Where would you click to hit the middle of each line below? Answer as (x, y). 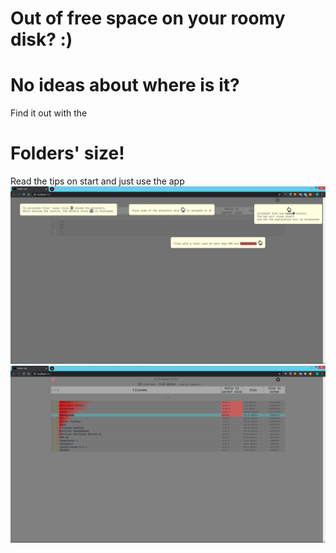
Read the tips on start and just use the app (97, 181)
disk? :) (41, 39)
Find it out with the (49, 113)
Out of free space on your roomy (148, 18)
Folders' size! (67, 153)
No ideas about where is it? (125, 85)
